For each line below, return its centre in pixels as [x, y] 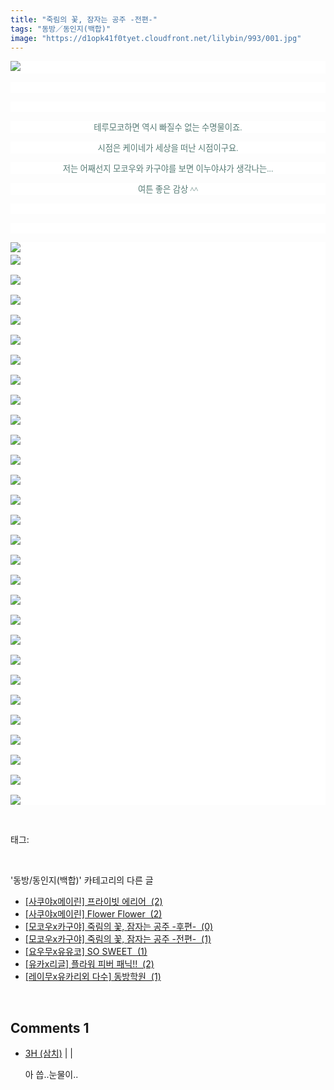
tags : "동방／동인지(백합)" [61, 29]
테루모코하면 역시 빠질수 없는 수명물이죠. [168, 127]
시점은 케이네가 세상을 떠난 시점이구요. [168, 148]
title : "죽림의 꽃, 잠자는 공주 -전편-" [84, 19]
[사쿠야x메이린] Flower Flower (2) [93, 914]
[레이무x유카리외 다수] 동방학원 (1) [93, 977]
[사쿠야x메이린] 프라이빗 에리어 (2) [93, 902]
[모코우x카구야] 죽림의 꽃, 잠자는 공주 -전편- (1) [118, 939]
